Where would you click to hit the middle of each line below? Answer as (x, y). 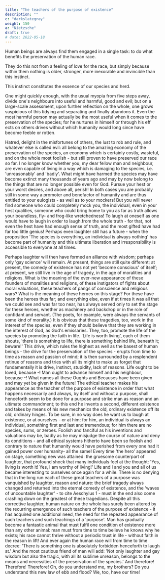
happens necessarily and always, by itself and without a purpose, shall (77, 393)
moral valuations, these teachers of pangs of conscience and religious (76, 288)
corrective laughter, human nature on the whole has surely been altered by (81, 504)
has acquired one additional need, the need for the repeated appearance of (82, 514)
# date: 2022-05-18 (25, 38)
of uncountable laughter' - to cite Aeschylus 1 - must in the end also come (80, 493)
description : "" (22, 14)
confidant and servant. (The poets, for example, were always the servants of (83, 314)
